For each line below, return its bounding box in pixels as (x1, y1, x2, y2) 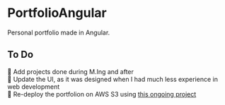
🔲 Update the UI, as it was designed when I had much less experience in (7, 75, 218, 83)
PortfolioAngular (7, 5, 108, 21)
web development (7, 82, 60, 91)
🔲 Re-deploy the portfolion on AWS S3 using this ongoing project (7, 89, 197, 98)
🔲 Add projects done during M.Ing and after (7, 67, 134, 75)
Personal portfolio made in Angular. (7, 28, 110, 37)
